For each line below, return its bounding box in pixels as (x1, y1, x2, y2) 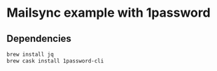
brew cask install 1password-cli (6, 57, 104, 64)
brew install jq (6, 51, 54, 58)
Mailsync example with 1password (6, 5, 211, 21)
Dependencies (6, 33, 71, 45)
